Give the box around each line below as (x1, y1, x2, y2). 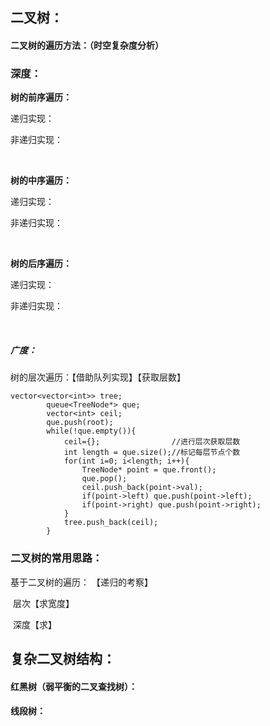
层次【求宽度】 (12, 597, 75, 609)
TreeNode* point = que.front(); (81, 465, 217, 475)
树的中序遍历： (10, 174, 72, 187)
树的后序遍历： (10, 258, 72, 270)
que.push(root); (46, 418, 114, 428)
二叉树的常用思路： (10, 551, 103, 565)
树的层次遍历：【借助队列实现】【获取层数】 (10, 371, 186, 383)
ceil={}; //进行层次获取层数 (63, 437, 241, 447)
